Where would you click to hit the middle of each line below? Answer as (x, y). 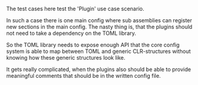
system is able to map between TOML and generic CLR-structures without (99, 51)
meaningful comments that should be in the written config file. (84, 76)
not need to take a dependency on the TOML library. (71, 33)
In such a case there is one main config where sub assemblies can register (99, 20)
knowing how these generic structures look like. (66, 58)
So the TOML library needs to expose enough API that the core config (93, 45)
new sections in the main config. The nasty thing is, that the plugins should (99, 27)
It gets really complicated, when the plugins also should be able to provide (99, 69)
